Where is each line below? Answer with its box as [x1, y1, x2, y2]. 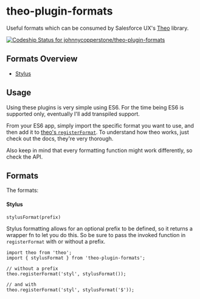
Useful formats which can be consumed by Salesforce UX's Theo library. [6, 24, 189, 32]
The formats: [6, 187, 39, 194]
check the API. [6, 153, 43, 160]
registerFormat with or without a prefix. [6, 238, 106, 245]
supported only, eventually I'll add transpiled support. [6, 110, 140, 117]
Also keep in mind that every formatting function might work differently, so [6, 146, 193, 154]
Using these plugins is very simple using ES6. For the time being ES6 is [6, 103, 184, 111]
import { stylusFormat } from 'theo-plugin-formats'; [6, 255, 146, 261]
